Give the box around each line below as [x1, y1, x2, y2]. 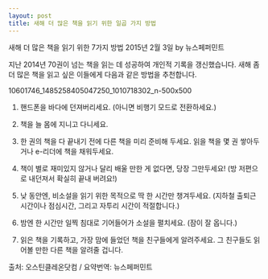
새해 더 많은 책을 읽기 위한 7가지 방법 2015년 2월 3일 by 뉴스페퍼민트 [8, 42, 225, 52]
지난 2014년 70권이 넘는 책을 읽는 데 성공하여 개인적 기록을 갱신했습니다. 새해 [8, 59, 252, 69]
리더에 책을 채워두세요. [43, 146, 114, 156]
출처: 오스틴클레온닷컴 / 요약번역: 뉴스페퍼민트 [8, 262, 153, 272]
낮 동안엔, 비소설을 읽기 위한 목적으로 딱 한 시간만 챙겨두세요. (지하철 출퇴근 [19, 191, 257, 200]
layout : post [8, 11, 52, 20]
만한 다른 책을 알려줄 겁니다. [35, 244, 123, 254]
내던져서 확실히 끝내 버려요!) [28, 174, 118, 183]
